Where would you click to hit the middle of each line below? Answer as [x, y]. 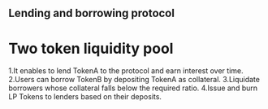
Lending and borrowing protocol [91, 13]
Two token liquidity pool [91, 48]
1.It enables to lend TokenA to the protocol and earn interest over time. [126, 71]
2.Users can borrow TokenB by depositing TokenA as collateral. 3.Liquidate [134, 80]
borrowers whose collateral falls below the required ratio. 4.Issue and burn [133, 88]
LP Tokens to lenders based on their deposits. [85, 97]
